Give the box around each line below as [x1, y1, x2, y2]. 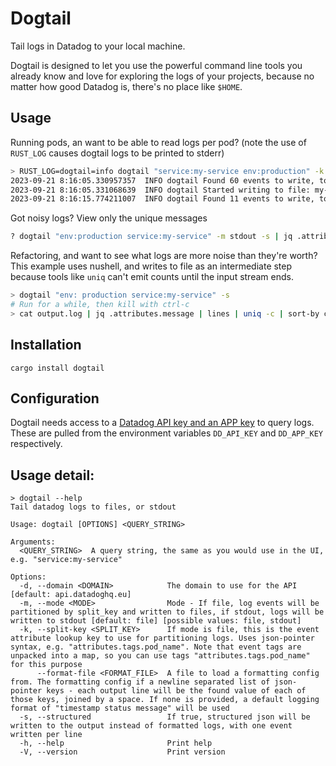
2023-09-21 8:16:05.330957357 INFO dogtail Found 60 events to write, [10, 175, 315, 186]
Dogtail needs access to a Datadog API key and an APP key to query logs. [10, 417, 315, 429]
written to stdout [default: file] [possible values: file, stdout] [10, 616, 302, 626]
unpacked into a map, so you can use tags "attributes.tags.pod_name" [10, 651, 311, 661]
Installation [10, 337, 82, 354]
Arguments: [10, 537, 56, 547]
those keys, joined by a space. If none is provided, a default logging [10, 695, 320, 705]
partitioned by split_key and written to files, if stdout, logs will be [10, 607, 325, 617]
